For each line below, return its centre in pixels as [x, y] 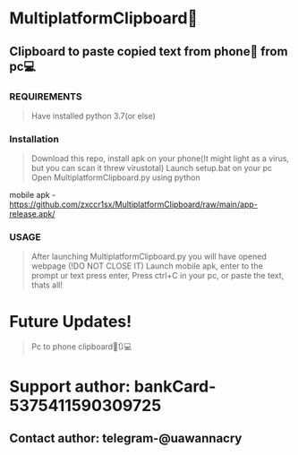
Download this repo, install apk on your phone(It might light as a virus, [160, 159]
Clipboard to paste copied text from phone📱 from [149, 52]
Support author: [70, 386]
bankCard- [175, 386]
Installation [34, 139]
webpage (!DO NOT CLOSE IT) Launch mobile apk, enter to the [147, 266]
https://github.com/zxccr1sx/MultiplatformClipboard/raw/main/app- [133, 204]
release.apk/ [32, 214]
